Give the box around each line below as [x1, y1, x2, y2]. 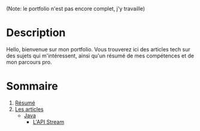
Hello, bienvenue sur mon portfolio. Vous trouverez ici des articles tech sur [6, 45, 190, 53]
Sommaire [6, 80, 58, 93]
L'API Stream [32, 118, 65, 125]
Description [6, 26, 66, 39]
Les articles [14, 105, 44, 112]
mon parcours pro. [6, 58, 52, 65]
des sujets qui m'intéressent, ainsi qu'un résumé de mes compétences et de [6, 52, 195, 59]
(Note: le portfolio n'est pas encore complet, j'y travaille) [6, 5, 146, 12]
